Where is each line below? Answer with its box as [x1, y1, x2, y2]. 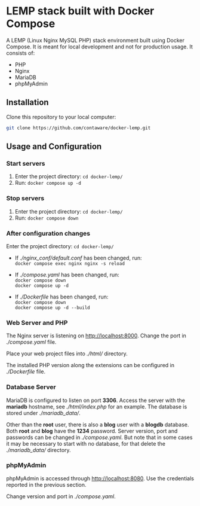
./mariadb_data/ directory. [6, 446, 71, 453]
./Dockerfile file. [6, 368, 46, 375]
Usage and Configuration [6, 142, 102, 152]
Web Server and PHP [6, 318, 68, 327]
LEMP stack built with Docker [6, 4, 155, 18]
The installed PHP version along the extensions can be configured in [6, 362, 175, 369]
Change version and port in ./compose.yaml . [6, 492, 116, 500]
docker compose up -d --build [14, 304, 91, 310]
